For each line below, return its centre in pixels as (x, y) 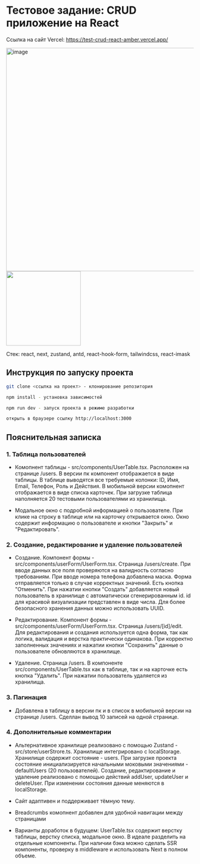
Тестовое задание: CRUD (71, 10)
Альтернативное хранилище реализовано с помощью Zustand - (96, 745)
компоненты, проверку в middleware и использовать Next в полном (101, 849)
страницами (30, 819)
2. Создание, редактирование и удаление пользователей (94, 544)
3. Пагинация (26, 697)
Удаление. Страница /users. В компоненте (69, 663)
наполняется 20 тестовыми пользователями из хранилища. (91, 498)
